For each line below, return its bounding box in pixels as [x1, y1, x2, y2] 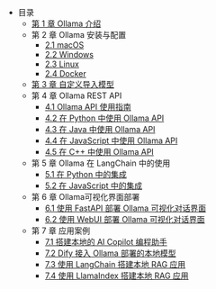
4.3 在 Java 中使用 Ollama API [44, 124, 156, 134]
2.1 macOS [44, 40, 85, 50]
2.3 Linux [44, 59, 79, 69]
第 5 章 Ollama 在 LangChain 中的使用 [31, 158, 171, 168]
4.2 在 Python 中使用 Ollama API [44, 113, 165, 123]
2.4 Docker [44, 68, 87, 78]
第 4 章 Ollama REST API [31, 90, 122, 101]
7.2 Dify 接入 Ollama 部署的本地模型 [44, 248, 176, 258]
